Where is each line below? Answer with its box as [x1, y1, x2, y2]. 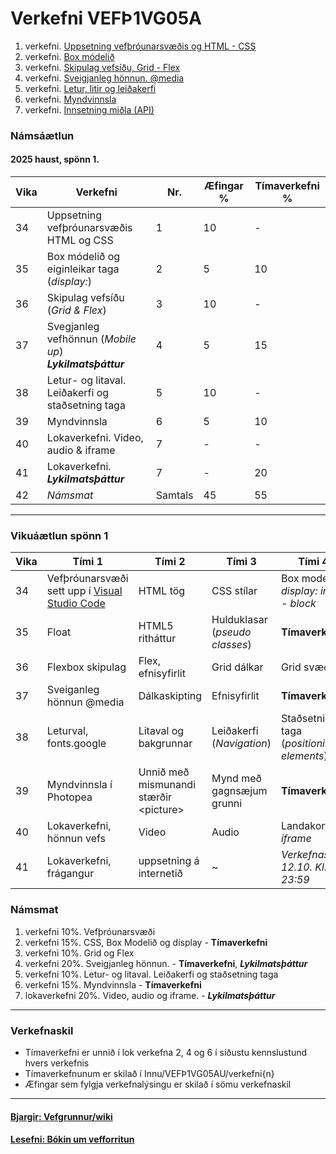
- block [280, 597, 317, 611]
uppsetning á [138, 854, 200, 868]
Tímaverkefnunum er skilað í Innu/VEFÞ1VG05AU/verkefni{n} [24, 1067, 275, 1079]
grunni [211, 797, 243, 811]
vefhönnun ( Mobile [46, 332, 137, 346]
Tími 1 [72, 555, 104, 569]
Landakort [280, 819, 329, 833]
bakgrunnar [138, 737, 193, 751]
